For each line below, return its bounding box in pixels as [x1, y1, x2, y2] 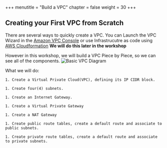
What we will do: [5, 67, 39, 73]
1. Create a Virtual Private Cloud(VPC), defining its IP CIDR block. [5, 77, 155, 82]
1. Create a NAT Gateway [5, 112, 57, 117]
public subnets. [5, 125, 39, 130]
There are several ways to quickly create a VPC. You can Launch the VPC [5, 32, 156, 38]
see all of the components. [5, 58, 60, 64]
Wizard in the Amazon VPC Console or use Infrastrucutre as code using [5, 37, 153, 43]
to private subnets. [5, 138, 48, 143]
